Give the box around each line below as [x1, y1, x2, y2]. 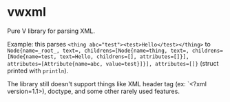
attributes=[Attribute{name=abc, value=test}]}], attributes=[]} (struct [7, 59, 219, 67]
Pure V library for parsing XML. [7, 27, 95, 35]
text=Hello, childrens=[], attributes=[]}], [59, 53, 189, 60]
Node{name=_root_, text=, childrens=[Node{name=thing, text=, [7, 47, 189, 54]
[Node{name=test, [7, 53, 57, 60]
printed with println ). [7, 66, 69, 75]
